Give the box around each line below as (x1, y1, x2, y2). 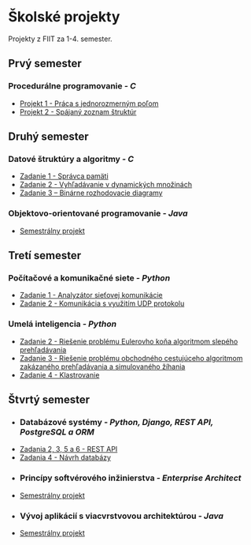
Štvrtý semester (8, 393, 90, 406)
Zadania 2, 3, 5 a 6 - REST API (19, 445, 118, 454)
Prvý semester (8, 57, 82, 70)
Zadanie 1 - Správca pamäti (19, 171, 109, 181)
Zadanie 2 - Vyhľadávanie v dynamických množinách (19, 180, 193, 190)
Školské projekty (8, 8, 120, 26)
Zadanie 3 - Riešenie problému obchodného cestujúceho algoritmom (19, 353, 243, 363)
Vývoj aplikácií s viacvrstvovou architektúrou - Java (19, 510, 224, 521)
